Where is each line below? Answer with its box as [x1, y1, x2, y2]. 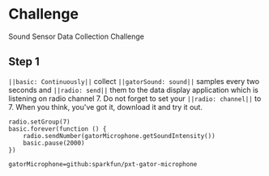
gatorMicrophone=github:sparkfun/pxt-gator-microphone [8, 160, 198, 168]
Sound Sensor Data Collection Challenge [8, 31, 144, 41]
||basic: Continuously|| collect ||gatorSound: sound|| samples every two [8, 76, 260, 86]
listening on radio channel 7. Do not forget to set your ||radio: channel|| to [8, 94, 262, 103]
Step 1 [8, 55, 41, 69]
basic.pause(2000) [23, 139, 85, 147]
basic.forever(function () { [8, 124, 107, 133]
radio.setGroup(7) [8, 118, 70, 126]
